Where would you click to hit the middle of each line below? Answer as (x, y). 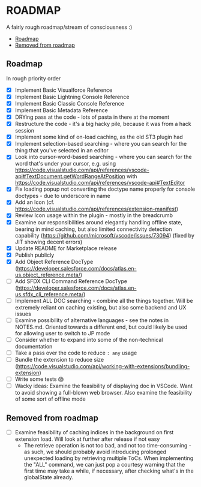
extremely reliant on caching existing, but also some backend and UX (100, 307)
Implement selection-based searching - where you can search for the (101, 144)
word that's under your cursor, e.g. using (65, 164)
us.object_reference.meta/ (48, 275)
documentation (34, 346)
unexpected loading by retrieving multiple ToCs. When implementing (109, 458)
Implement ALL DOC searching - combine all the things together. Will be (104, 300)
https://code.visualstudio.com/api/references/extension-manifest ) (97, 209)
